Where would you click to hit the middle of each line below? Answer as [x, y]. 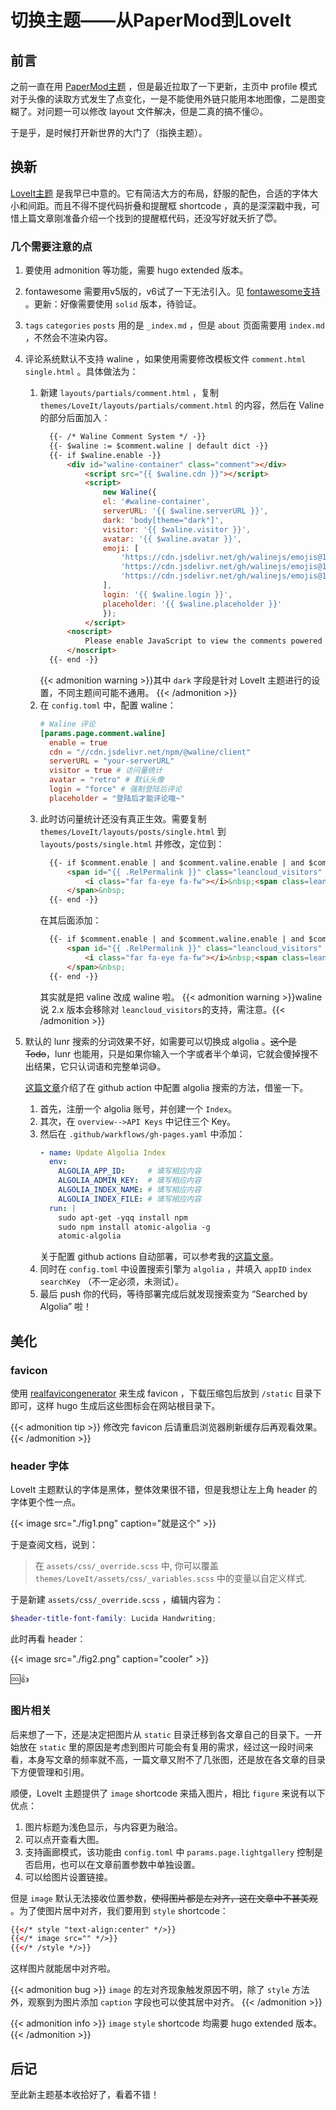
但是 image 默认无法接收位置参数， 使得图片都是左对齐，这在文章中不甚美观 [164, 1898]
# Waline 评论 [67, 724]
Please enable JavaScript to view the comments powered [203, 641]
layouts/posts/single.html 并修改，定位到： [132, 843]
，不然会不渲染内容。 [68, 338]
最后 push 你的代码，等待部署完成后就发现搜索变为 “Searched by [173, 1294]
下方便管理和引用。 [50, 1772]
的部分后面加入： [75, 418]
